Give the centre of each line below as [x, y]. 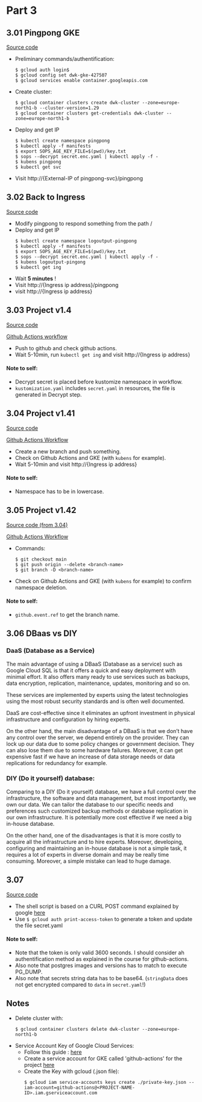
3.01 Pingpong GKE [43, 33]
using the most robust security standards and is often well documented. [96, 701]
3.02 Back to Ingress [46, 197]
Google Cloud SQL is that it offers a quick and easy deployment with [91, 670]
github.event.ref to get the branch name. [67, 614]
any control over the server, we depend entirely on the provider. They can [98, 737]
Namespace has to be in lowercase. [59, 491]
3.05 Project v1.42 [41, 510]
